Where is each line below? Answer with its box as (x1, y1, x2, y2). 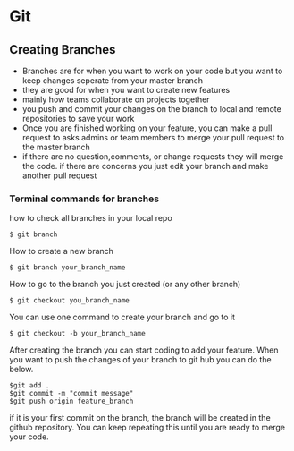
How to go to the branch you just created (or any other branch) (9, 279, 241, 290)
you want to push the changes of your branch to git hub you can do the (9, 354, 272, 365)
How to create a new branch (9, 246, 114, 257)
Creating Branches (9, 42, 116, 57)
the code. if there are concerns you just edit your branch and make (21, 161, 269, 171)
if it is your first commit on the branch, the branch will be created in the (9, 413, 271, 423)
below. (9, 364, 34, 375)
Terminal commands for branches (9, 192, 159, 205)
